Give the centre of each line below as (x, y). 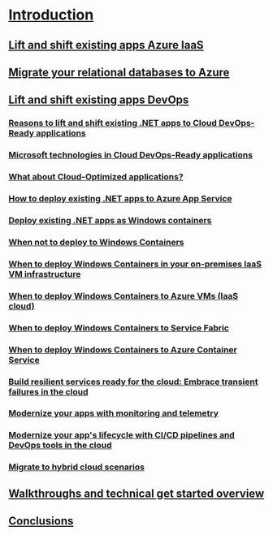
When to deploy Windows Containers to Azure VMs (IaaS (123, 296)
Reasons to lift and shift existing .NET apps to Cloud (113, 123)
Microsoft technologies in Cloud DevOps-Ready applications (131, 155)
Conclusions (41, 521)
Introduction (51, 15)
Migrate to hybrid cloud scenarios (76, 467)
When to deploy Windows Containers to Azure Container (123, 349)
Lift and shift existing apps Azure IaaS (106, 45)
